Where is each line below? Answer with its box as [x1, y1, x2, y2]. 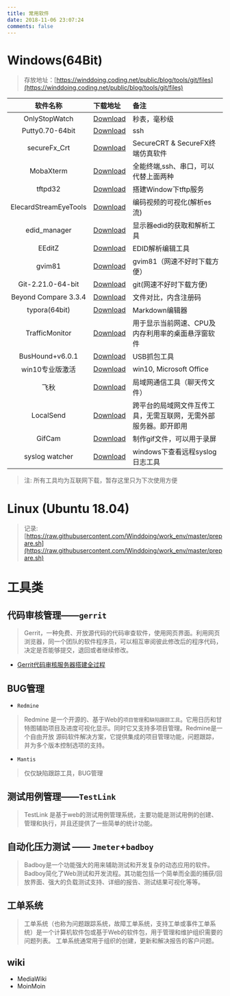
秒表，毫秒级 [132, 115, 175, 124]
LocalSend [31, 411, 66, 420]
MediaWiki [16, 975, 47, 983]
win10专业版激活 [21, 365, 77, 375]
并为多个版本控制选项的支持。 [23, 742, 108, 750]
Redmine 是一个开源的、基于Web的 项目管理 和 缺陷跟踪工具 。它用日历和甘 [23, 715, 222, 724]
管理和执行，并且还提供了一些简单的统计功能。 [23, 819, 156, 827]
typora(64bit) [27, 305, 71, 315]
